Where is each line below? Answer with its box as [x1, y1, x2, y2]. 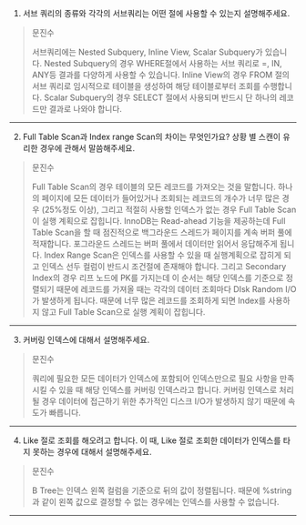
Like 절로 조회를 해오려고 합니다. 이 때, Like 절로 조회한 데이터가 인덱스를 [22, 435, 281, 446]
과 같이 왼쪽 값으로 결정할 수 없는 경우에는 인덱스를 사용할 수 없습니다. [31, 497, 280, 507]
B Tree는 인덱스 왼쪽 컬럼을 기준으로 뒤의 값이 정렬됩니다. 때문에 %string [31, 485, 292, 496]
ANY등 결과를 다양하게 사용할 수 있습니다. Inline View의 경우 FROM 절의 [31, 69, 290, 80]
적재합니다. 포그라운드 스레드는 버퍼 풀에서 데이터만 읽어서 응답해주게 [31, 238, 278, 248]
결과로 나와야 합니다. [48, 104, 123, 114]
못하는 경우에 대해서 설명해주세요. [32, 447, 152, 457]
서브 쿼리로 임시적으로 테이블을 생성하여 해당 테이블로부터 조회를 [31, 81, 261, 91]
